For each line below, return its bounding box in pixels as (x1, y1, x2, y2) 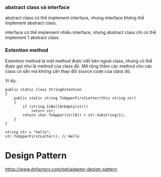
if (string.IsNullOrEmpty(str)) (22, 104, 89, 109)
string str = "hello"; (5, 129, 51, 135)
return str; (31, 108, 56, 113)
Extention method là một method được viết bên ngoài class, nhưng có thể (5, 58, 153, 64)
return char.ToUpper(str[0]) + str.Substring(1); (22, 112, 125, 118)
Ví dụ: (5, 77, 17, 84)
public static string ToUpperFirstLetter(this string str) (14, 95, 137, 101)
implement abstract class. (5, 20, 57, 26)
